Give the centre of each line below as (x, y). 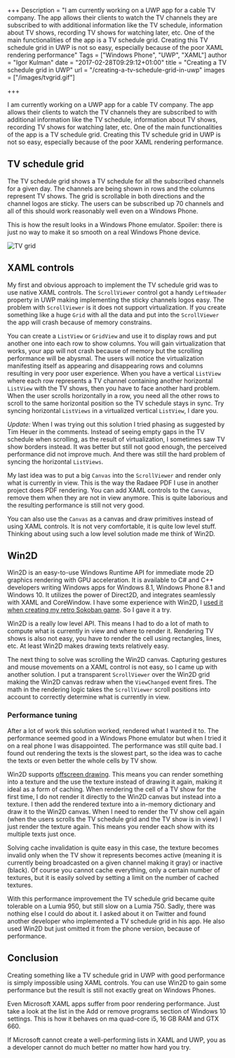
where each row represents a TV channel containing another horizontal (110, 381)
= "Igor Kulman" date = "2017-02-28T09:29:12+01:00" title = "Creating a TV (117, 62)
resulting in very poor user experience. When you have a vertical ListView (114, 373)
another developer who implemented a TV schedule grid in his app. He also (116, 921)
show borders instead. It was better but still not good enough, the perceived (117, 447)
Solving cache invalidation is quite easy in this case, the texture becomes (113, 848)
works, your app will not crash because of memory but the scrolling (105, 350)
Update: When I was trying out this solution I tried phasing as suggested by (116, 424)
